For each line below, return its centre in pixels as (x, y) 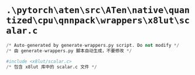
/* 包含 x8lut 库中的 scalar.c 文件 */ (52, 67)
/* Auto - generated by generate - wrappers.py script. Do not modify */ (93, 45)
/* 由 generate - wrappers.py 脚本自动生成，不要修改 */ (69, 51)
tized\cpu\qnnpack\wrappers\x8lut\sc (98, 21)
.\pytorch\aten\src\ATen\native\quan (98, 10)
